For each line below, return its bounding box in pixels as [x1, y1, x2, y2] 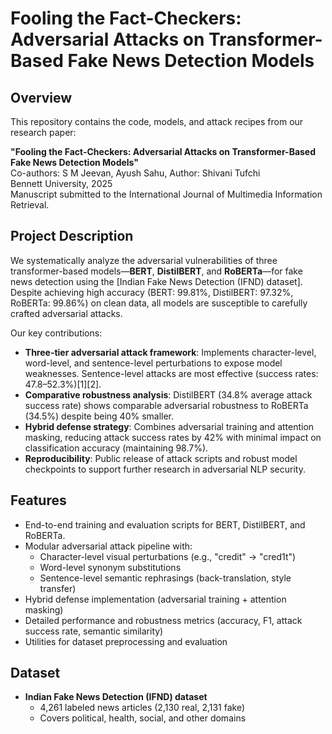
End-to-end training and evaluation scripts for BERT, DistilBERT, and [24, 518, 306, 531]
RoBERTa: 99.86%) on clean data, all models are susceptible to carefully [10, 297, 308, 309]
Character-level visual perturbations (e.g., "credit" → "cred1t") [39, 550, 297, 562]
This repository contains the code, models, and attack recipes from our [10, 116, 304, 127]
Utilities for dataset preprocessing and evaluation [24, 635, 228, 647]
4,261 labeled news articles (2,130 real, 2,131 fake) [39, 702, 246, 714]
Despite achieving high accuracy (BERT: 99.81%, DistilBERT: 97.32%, [10, 286, 294, 298]
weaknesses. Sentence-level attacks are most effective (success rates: [24, 367, 319, 379]
